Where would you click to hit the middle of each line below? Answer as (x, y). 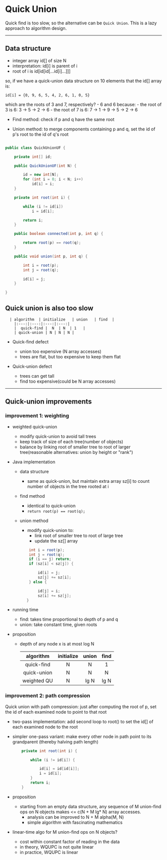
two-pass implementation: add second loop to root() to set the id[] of (83, 721)
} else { (38, 582)
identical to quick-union (51, 506)
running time (25, 610)
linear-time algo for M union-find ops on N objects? (65, 832)
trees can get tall (37, 376)
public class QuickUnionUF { (35, 148)
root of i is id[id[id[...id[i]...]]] (41, 71)
